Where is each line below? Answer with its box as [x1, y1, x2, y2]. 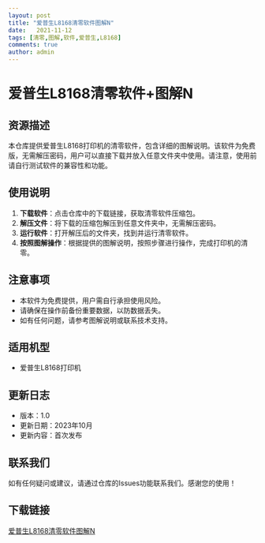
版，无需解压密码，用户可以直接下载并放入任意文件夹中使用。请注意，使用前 [8, 151, 257, 160]
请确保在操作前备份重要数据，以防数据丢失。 [19, 305, 166, 315]
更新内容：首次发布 [19, 431, 83, 440]
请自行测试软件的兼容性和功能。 [8, 161, 112, 170]
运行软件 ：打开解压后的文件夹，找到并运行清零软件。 [19, 228, 193, 238]
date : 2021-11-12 [8, 26, 73, 34]
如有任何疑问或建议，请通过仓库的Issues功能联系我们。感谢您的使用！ [8, 478, 237, 488]
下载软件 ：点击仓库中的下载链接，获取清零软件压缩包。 [19, 208, 200, 218]
